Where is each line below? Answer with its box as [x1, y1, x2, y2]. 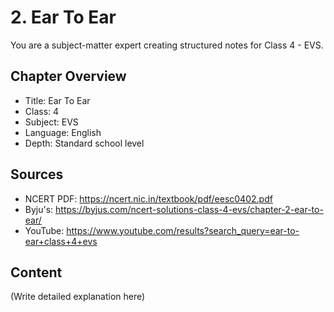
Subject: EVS [24, 116, 79, 128]
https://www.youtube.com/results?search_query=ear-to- [66, 224, 300, 236]
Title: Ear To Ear [24, 94, 91, 106]
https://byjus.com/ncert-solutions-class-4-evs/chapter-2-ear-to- [55, 203, 324, 215]
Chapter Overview [10, 68, 127, 85]
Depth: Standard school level [24, 137, 145, 149]
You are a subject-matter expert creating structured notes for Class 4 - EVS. [10, 39, 324, 51]
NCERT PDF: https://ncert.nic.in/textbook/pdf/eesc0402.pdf [24, 192, 273, 205]
